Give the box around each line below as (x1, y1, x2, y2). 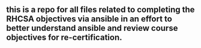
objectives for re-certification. (6, 33, 122, 43)
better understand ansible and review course (6, 23, 178, 33)
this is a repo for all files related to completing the (6, 5, 195, 15)
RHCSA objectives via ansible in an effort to (6, 14, 172, 24)
